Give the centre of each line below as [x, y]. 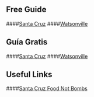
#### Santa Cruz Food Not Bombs [47, 89]
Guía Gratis [27, 42]
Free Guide [26, 10]
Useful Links [29, 75]
